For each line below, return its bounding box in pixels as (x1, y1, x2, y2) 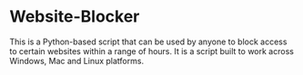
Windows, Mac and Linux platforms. (9, 55, 144, 66)
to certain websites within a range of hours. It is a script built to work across (9, 45, 294, 56)
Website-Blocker (9, 6, 140, 27)
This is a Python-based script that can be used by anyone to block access (9, 36, 288, 47)
